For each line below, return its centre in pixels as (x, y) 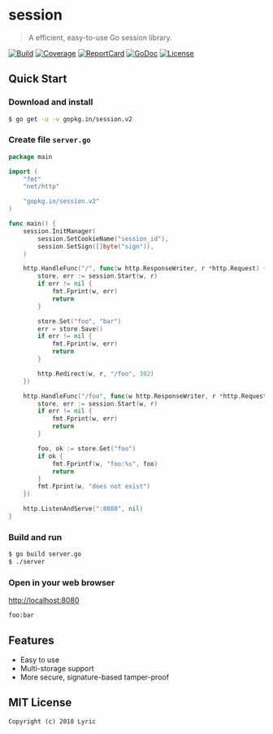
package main (30, 156)
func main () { (32, 224)
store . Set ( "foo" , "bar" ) (80, 321)
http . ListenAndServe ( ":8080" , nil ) (83, 509)
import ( (23, 171)
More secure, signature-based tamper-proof (94, 677)
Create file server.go (50, 140)
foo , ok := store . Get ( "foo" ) (87, 448)
